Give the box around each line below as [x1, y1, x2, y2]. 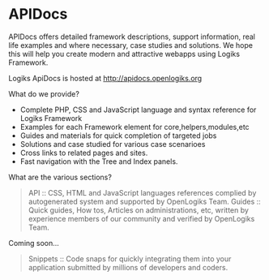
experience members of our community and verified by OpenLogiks [28, 213, 255, 223]
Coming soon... [8, 238, 59, 248]
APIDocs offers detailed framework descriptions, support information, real [8, 32, 255, 41]
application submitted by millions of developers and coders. [28, 262, 228, 272]
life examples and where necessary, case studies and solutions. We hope [8, 40, 254, 50]
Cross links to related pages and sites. [19, 148, 148, 157]
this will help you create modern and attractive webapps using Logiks [8, 49, 241, 58]
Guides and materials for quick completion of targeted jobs [19, 131, 217, 140]
